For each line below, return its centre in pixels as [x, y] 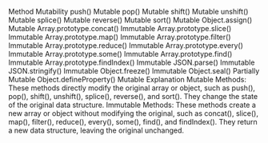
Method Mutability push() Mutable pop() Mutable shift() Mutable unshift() [128, 12]
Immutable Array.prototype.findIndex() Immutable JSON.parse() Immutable [132, 62]
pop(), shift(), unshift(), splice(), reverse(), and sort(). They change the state [133, 96]
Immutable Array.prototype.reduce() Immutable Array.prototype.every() [126, 46]
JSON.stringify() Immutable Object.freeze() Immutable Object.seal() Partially [134, 71]
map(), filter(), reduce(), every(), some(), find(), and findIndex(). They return [133, 122]
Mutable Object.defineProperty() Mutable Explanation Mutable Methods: [127, 79]
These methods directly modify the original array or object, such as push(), [132, 88]
